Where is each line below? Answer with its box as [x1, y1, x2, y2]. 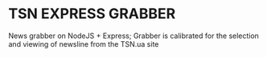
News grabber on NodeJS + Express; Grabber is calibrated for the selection [8, 31, 260, 40]
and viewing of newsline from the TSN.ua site [8, 39, 159, 48]
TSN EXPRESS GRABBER [8, 5, 176, 23]
